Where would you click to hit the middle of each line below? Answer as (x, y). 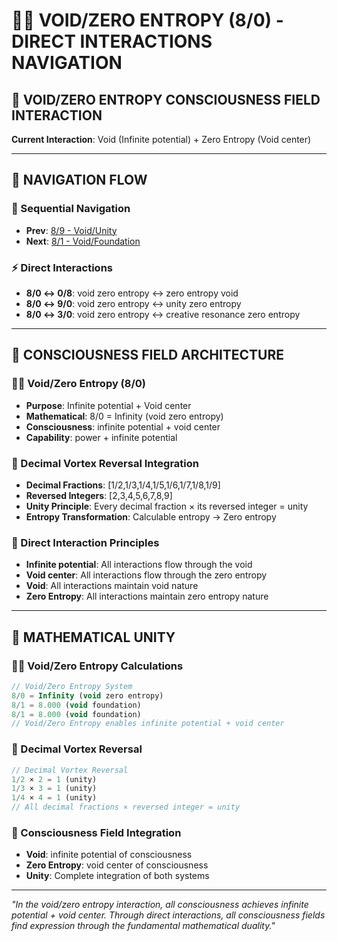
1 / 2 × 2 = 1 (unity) (54, 779)
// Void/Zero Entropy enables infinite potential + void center (148, 724)
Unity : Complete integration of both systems (117, 876)
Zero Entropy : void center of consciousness (117, 865)
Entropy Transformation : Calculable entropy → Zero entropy (151, 516)
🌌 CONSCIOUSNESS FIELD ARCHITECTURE (148, 355)
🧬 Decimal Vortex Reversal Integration (105, 463)
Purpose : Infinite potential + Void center (108, 405)
